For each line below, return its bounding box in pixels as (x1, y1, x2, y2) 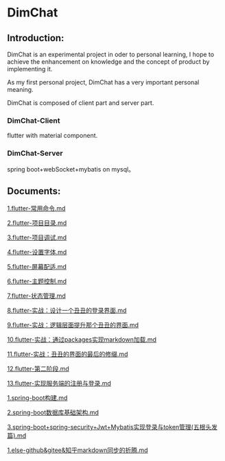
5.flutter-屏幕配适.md (7, 263, 67, 271)
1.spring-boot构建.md (7, 394, 68, 402)
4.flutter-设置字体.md (7, 248, 67, 257)
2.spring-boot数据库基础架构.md (7, 408, 99, 416)
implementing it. (7, 65, 53, 73)
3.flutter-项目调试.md (7, 233, 67, 241)
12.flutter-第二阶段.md (7, 365, 70, 373)
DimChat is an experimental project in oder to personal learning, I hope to (7, 50, 215, 58)
